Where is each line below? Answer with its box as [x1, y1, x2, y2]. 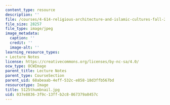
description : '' [5, 12, 39, 17]
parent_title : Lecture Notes [5, 69, 67, 74]
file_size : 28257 [5, 21, 42, 27]
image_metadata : [5, 31, 39, 36]
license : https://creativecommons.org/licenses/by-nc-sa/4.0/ [5, 59, 139, 64]
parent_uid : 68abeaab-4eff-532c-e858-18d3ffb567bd [5, 78, 114, 83]
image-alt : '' [10, 45, 39, 50]
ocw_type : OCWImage [5, 64, 47, 69]
